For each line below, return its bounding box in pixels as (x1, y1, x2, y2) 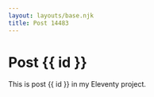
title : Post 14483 (8, 19, 69, 27)
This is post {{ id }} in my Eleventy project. (8, 80, 147, 89)
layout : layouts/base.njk (8, 11, 94, 20)
